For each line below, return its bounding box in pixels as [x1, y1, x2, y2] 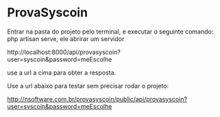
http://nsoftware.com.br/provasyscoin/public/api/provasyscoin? [7, 94, 187, 103]
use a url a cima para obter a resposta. [7, 68, 117, 77]
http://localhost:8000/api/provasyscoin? [7, 48, 121, 56]
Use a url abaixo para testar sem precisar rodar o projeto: [7, 81, 169, 90]
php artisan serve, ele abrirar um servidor [7, 34, 125, 42]
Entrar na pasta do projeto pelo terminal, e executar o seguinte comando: [7, 27, 214, 36]
